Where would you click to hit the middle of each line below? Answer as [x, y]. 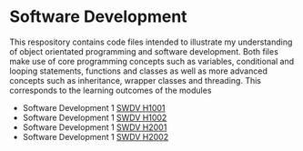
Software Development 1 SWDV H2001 [95, 127]
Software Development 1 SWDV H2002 [96, 136]
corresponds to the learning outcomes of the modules [111, 90]
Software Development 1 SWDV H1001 [94, 107]
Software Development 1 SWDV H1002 [95, 117]
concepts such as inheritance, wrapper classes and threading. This [136, 80]
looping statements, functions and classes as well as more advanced [139, 71]
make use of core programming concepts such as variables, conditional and [152, 61]
